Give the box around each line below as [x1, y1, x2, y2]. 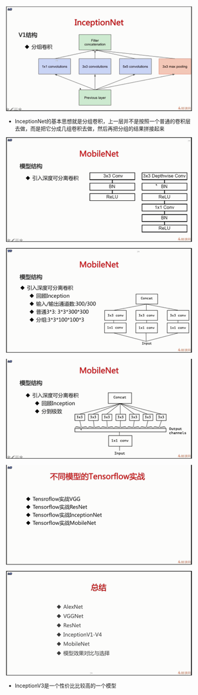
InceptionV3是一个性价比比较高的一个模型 [14, 682, 117, 689]
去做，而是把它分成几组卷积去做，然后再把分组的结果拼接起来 [14, 125, 165, 132]
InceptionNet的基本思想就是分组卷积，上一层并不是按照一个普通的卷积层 [14, 118, 191, 125]
